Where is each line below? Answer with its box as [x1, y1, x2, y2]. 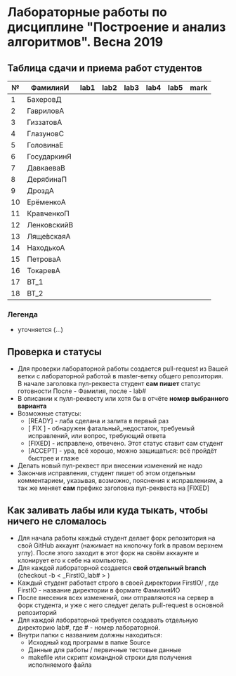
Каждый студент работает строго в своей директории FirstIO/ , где [17, 578, 219, 587]
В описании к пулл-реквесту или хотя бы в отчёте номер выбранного [17, 395, 229, 403]
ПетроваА [27, 254, 62, 264]
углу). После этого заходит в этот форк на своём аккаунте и [17, 548, 199, 557]
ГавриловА [27, 106, 65, 116]
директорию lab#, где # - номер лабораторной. [17, 623, 160, 632]
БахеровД [27, 95, 62, 104]
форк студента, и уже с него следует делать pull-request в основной [17, 601, 224, 609]
